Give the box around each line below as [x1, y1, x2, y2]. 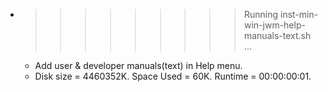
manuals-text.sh [243, 30, 312, 41]
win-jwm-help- [243, 19, 306, 31]
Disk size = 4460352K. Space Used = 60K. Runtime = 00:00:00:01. [34, 70, 312, 82]
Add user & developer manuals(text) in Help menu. [34, 60, 243, 71]
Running [243, 9, 279, 20]
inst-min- [279, 9, 319, 20]
